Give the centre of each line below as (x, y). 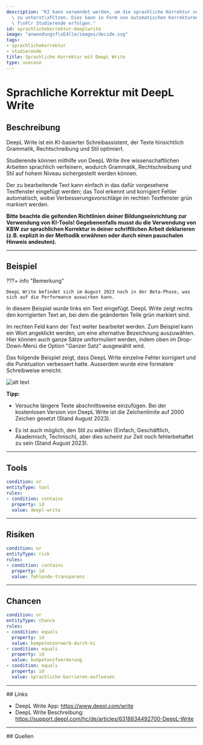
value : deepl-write (36, 510)
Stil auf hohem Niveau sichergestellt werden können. (72, 173)
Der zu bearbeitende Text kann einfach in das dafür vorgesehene (88, 185)
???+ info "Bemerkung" (35, 281)
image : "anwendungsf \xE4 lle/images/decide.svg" (67, 34)
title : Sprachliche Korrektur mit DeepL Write (66, 57)
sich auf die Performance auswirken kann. (60, 297)
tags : (13, 40)
